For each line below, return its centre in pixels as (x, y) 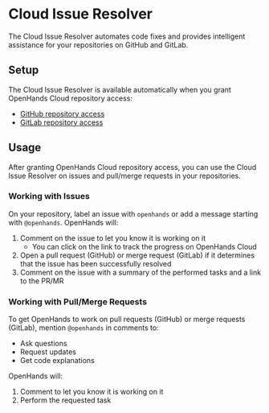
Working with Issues (49, 196)
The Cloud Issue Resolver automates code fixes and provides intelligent (127, 36)
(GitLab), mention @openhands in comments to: (84, 328)
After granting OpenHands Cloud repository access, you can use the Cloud (132, 167)
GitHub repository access (62, 114)
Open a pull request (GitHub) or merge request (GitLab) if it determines (137, 255)
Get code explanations (57, 361)
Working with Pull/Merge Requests (77, 301)
